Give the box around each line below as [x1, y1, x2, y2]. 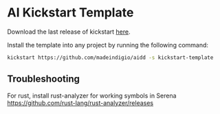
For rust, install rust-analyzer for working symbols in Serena [7, 91, 177, 100]
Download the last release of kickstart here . [7, 27, 131, 36]
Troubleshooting [7, 73, 80, 85]
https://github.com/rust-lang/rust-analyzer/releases [7, 98, 154, 107]
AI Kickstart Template [7, 5, 134, 21]
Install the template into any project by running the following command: [7, 41, 208, 49]
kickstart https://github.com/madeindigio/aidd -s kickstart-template [7, 54, 214, 61]
